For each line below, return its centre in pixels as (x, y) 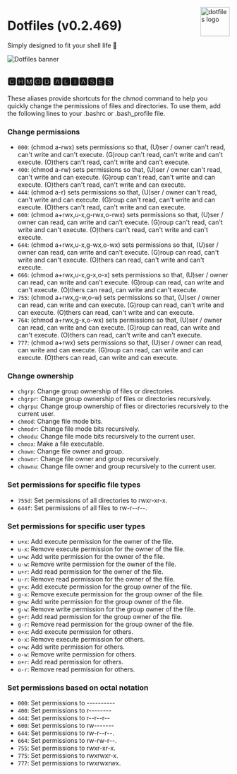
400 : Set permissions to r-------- (64, 710)
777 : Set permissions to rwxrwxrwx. (69, 763)
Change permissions (44, 132)
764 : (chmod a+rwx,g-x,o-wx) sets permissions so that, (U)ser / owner (120, 320)
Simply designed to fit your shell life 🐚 (62, 45)
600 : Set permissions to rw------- (66, 726)
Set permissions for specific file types (74, 485)
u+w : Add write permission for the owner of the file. (91, 556)
